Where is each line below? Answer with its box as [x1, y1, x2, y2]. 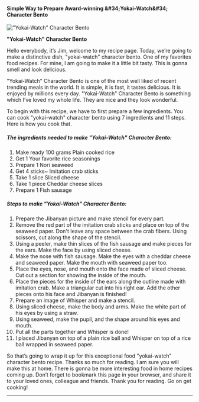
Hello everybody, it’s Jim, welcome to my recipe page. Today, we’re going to [6, 47, 193, 54]
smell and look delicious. [6, 66, 67, 73]
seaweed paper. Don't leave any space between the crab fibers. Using [15, 228, 187, 235]
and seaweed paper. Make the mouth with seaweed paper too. [15, 259, 168, 266]
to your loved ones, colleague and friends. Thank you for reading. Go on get [6, 378, 191, 385]
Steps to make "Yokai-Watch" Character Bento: [6, 200, 127, 207]
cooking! [6, 384, 28, 391]
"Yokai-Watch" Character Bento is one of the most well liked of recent [6, 78, 177, 85]
